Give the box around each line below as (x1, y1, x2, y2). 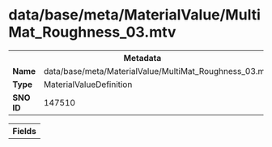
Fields (12, 125, 36, 136)
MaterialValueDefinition (43, 79, 133, 90)
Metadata (123, 52, 162, 63)
